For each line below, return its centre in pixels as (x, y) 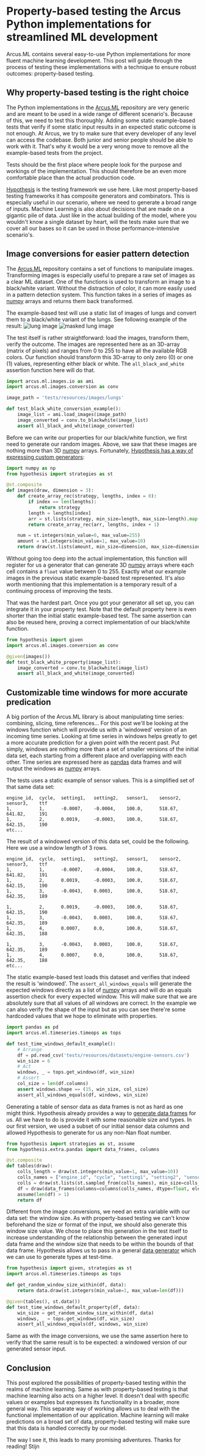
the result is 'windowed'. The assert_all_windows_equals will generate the (99, 984)
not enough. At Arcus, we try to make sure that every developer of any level (101, 133)
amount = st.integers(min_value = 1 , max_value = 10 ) (82, 541)
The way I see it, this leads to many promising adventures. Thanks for (94, 1440)
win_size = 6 (34, 1061)
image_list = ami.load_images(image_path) (72, 415)
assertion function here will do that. (51, 370)
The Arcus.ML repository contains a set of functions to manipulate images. (100, 268)
